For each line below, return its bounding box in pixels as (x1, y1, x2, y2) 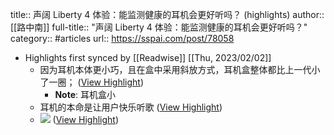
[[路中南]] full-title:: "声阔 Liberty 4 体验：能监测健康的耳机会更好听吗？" (10, 21, 308, 33)
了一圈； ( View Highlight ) (39, 76, 144, 88)
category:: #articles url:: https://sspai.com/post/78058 (10, 33, 235, 44)
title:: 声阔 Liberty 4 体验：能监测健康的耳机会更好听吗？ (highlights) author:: (10, 9, 325, 20)
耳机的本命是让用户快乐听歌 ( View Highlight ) (39, 101, 223, 113)
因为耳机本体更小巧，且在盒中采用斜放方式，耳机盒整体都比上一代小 (39, 64, 321, 75)
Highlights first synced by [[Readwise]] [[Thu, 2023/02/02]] (24, 52, 272, 63)
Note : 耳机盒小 (54, 89, 116, 100)
